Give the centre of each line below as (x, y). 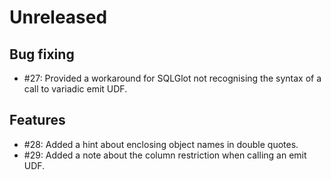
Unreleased (58, 17)
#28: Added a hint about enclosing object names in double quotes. (161, 144)
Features (37, 120)
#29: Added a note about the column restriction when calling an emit (165, 155)
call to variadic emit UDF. (75, 89)
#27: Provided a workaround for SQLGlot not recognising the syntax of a (172, 78)
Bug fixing (42, 54)
